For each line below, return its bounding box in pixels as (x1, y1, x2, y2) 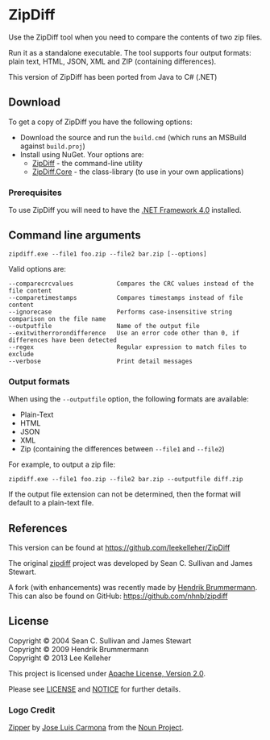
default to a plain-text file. (8, 498, 94, 508)
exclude (8, 350, 35, 358)
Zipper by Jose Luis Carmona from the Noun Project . (8, 723, 184, 733)
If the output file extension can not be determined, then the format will (8, 489, 242, 499)
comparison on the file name (8, 314, 106, 323)
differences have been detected (8, 336, 117, 344)
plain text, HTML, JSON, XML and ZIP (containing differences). (8, 56, 217, 66)
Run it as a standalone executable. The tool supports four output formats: (8, 48, 251, 57)
